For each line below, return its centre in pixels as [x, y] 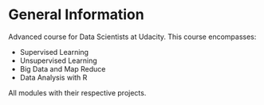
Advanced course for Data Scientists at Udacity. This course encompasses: [132, 37]
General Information [77, 15]
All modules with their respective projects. [77, 92]
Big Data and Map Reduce [63, 68]
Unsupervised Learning [58, 60]
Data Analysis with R [53, 77]
